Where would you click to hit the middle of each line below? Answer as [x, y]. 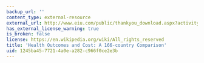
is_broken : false [28, 34]
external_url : [24, 23]
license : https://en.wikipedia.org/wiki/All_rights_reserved [85, 40]
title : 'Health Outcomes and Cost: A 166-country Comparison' [87, 46]
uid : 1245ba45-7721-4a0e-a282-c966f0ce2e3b [62, 51]
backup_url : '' [25, 12]
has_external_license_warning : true [53, 28]
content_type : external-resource [49, 17]
